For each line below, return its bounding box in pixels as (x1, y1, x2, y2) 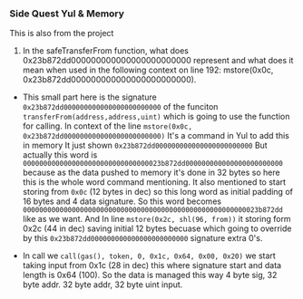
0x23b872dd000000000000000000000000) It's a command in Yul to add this (22, 130, 290, 141)
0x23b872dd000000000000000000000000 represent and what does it (22, 55, 294, 66)
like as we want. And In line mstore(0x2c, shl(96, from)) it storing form (22, 214, 292, 225)
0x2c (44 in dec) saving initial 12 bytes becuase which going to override (22, 223, 292, 234)
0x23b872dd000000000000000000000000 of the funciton (22, 101, 219, 112)
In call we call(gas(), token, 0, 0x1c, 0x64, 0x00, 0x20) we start (22, 250, 277, 261)
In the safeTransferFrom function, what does (22, 45, 189, 56)
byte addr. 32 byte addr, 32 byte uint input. (22, 279, 183, 290)
